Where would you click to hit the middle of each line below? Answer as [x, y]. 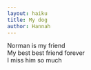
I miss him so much [34, 60]
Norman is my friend [36, 46]
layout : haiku [28, 13]
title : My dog [28, 20]
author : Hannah [29, 26]
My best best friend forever [46, 53]
